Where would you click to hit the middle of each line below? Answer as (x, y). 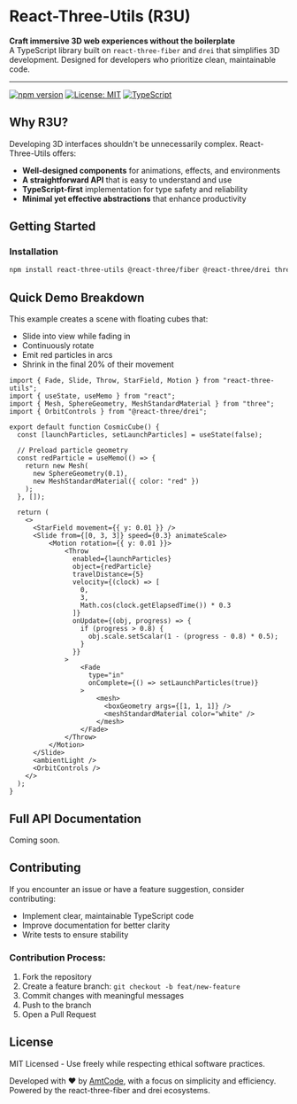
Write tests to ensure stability (75, 934)
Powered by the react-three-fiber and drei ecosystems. (110, 1090)
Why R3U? (39, 123)
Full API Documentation (75, 818)
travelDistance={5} (108, 575)
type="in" (106, 675)
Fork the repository (57, 977)
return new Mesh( (57, 466)
